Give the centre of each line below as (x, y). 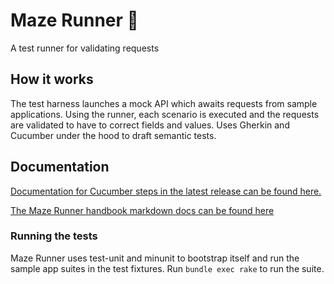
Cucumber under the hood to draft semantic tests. (113, 135)
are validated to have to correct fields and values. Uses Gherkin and (150, 125)
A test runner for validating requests (85, 48)
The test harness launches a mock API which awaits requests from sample (164, 103)
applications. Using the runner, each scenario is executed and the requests (165, 114)
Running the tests (54, 236)
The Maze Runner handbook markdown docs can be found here (142, 210)
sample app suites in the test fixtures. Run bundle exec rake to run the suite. (167, 268)
